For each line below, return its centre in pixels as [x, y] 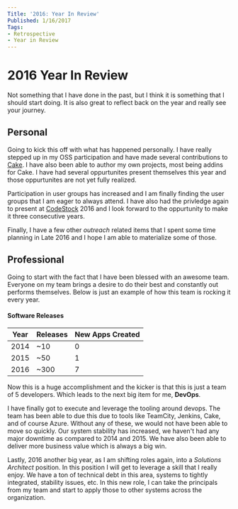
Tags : [15, 27]
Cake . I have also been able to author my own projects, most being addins [115, 165]
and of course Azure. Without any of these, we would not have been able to [118, 423]
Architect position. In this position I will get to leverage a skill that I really [112, 467]
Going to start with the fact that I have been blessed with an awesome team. [118, 277]
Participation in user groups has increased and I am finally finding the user [116, 193]
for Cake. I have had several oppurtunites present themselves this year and [117, 172]
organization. [27, 497]
